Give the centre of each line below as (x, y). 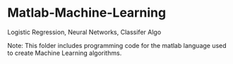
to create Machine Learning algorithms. (65, 53)
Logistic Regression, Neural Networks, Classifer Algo (84, 32)
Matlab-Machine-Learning (87, 13)
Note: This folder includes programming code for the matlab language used (117, 45)
